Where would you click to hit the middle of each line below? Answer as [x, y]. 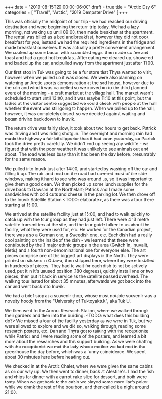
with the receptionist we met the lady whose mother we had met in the [75, 347]
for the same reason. [26, 159]
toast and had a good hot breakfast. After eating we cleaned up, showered [79, 58]
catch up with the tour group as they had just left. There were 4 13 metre [77, 219]
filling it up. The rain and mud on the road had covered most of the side [76, 174]
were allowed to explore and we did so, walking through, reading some [75, 326]
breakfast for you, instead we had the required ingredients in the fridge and [80, 42]
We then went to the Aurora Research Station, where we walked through [77, 310]
